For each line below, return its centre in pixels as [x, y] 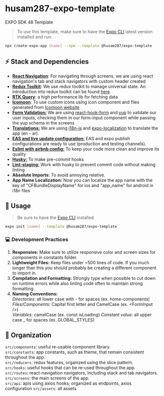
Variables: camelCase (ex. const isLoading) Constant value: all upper [82, 315]
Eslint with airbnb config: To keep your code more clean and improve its [86, 149]
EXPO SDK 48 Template [29, 22]
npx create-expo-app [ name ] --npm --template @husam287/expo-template [79, 46]
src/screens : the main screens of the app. [47, 378]
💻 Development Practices [37, 240]
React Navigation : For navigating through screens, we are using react [82, 76]
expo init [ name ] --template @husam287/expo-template [61, 227]
